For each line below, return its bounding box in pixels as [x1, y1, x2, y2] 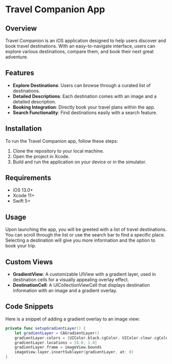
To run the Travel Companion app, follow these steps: [5, 138, 118, 144]
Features [5, 69, 34, 77]
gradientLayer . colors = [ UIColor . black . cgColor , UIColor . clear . [14, 335, 155, 340]
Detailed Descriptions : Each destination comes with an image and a [12, 93, 157, 99]
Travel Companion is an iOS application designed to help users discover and [5, 37, 166, 44]
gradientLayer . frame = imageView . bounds [14, 345, 102, 350]
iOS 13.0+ [12, 187, 33, 193]
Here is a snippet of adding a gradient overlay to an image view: [5, 316, 140, 322]
